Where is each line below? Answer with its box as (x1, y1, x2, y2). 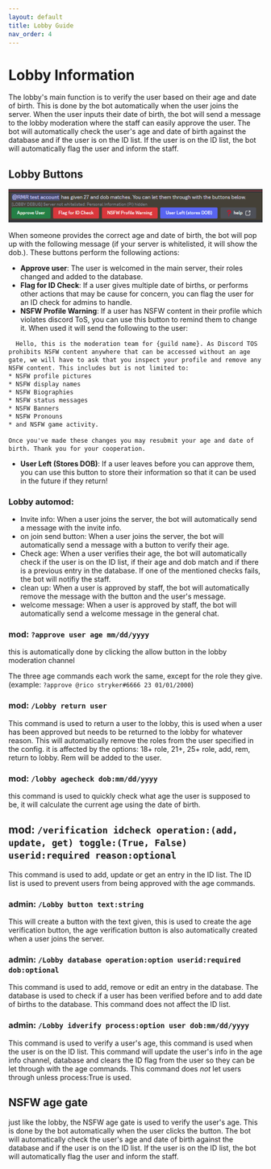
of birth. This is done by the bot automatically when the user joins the (8, 101, 240, 111)
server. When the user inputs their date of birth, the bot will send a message (8, 110, 261, 119)
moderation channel (8, 656, 75, 666)
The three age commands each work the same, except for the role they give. (8, 671, 263, 681)
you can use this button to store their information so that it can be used (19, 467, 256, 477)
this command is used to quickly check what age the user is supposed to (8, 791, 251, 801)
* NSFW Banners (8, 404, 60, 412)
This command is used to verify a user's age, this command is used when (8, 1037, 253, 1048)
